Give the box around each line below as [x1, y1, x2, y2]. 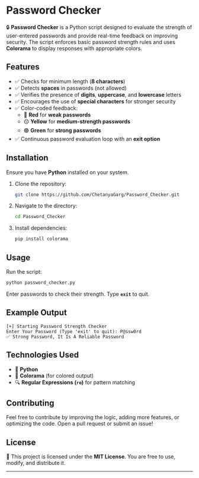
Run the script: [6, 268, 42, 275]
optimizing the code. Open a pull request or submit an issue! [6, 420, 153, 428]
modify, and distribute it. [6, 460, 66, 467]
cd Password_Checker [14, 214, 66, 220]
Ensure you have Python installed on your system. [6, 169, 129, 176]
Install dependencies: [14, 224, 68, 232]
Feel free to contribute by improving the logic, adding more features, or [6, 414, 179, 421]
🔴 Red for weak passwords [23, 111, 91, 118]
